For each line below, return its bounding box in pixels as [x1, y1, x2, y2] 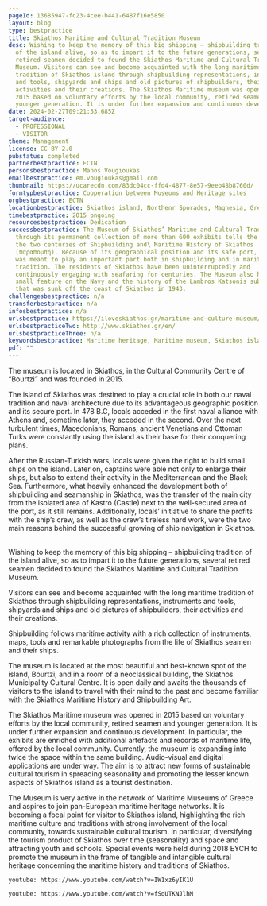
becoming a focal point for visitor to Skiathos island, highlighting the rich [8, 810, 246, 819]
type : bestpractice [8, 26, 73, 34]
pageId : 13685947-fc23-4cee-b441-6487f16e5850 [8, 11, 165, 20]
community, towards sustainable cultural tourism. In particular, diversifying [8, 827, 253, 836]
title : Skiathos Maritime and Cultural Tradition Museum [8, 33, 201, 42]
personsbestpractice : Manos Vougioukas [8, 167, 141, 175]
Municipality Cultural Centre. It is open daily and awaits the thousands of [8, 678, 246, 687]
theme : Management [8, 137, 69, 145]
